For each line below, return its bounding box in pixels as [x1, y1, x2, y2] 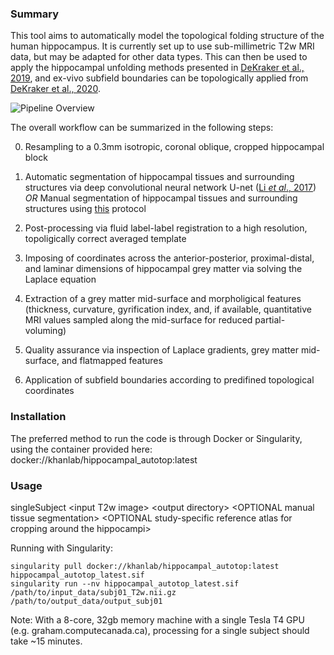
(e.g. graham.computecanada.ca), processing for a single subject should [10, 624, 310, 636]
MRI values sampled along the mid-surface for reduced [24, 314, 253, 326]
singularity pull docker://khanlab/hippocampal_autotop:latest [10, 561, 280, 571]
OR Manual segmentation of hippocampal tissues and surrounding [24, 192, 298, 204]
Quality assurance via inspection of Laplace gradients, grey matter [24, 344, 299, 356]
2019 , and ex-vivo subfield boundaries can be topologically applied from [10, 72, 309, 84]
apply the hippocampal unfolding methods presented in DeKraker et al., [10, 62, 305, 74]
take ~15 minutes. [10, 635, 83, 647]
